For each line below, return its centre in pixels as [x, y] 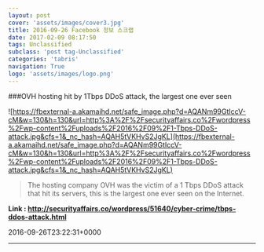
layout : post [29, 15]
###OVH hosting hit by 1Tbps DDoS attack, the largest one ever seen [120, 96]
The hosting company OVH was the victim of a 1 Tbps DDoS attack [136, 184]
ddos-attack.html [37, 217]
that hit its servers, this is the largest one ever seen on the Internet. [136, 193]
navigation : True [37, 67]
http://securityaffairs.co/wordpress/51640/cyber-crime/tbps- [132, 208]
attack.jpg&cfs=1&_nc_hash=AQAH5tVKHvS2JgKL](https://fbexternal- [122, 136]
